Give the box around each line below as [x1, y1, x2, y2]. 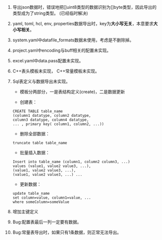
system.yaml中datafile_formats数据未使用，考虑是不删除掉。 [12, 37, 134, 43]
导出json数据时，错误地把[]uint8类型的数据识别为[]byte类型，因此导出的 [12, 4, 157, 10]
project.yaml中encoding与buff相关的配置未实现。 [12, 48, 111, 53]
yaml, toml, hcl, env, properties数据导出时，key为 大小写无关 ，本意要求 [12, 21, 154, 26]
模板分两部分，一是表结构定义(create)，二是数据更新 [19, 89, 125, 94]
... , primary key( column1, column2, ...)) [12, 122, 104, 127]
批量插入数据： [19, 150, 50, 155]
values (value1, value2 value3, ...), [12, 164, 91, 168]
